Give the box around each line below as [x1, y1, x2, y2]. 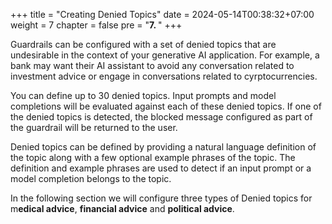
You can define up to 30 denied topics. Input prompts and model [10, 90, 277, 101]
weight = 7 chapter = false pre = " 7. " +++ [10, 19, 183, 31]
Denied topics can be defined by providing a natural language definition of [10, 141, 317, 153]
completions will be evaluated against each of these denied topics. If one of [10, 100, 322, 112]
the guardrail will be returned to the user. [10, 122, 178, 133]
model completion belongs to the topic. [10, 173, 172, 184]
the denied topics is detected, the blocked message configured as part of [10, 111, 313, 123]
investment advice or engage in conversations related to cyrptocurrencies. [10, 70, 318, 82]
